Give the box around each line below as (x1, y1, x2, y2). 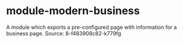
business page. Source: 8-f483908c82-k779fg (6, 29, 122, 37)
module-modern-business (6, 4, 140, 18)
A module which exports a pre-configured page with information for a (6, 24, 177, 31)
